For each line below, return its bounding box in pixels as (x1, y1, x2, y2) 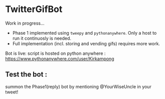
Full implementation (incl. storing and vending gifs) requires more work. (12, 40, 160, 46)
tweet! (5, 89, 19, 95)
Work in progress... (5, 20, 45, 26)
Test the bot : (5, 70, 48, 79)
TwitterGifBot (5, 4, 63, 15)
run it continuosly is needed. (12, 35, 72, 41)
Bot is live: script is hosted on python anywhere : (5, 50, 106, 56)
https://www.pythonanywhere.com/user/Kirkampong (5, 55, 114, 61)
